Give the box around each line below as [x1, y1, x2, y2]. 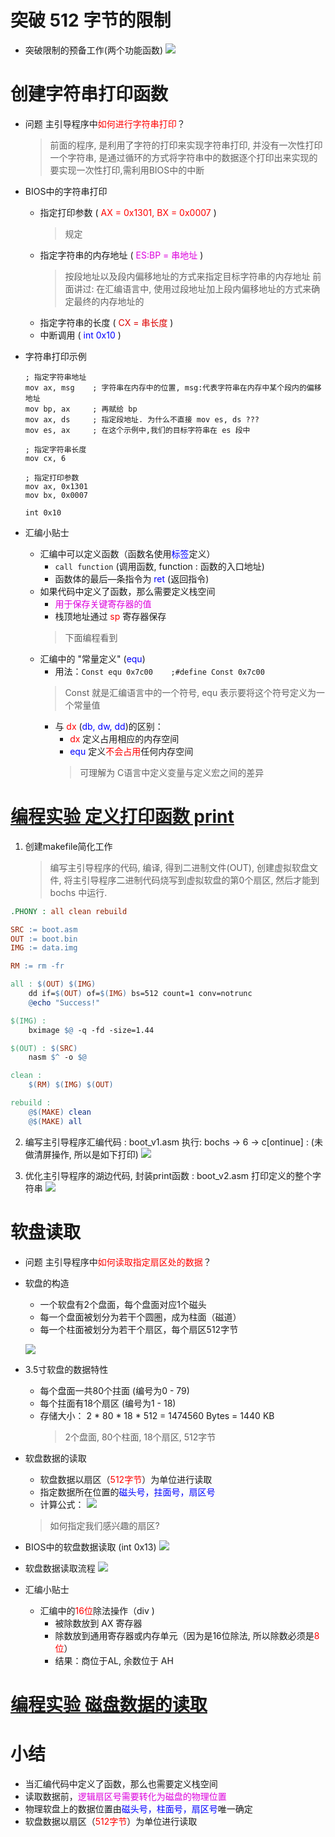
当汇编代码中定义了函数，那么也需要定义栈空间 [24, 1777, 218, 1790]
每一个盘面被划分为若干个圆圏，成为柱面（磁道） [39, 1311, 242, 1323]
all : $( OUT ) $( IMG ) [10, 979, 97, 990]
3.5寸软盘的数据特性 [24, 1363, 109, 1375]
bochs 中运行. [49, 886, 108, 898]
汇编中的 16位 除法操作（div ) [39, 1604, 155, 1616]
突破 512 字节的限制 [10, 9, 172, 32]
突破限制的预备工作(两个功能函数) [24, 44, 164, 56]
